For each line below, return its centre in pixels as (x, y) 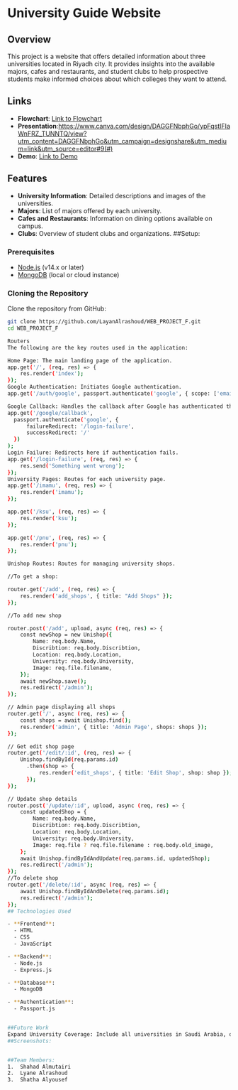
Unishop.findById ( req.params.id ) (69, 760)
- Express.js (33, 970)
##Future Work (28, 1028)
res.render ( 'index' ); (52, 374)
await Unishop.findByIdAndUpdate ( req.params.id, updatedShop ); (115, 858)
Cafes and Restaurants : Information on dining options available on (115, 218)
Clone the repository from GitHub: (57, 309)
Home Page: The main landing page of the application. (90, 360)
